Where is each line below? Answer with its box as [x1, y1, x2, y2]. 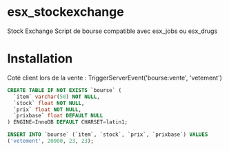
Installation [7, 51, 73, 67]
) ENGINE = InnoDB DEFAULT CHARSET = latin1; [7, 119, 128, 126]
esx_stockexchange [7, 4, 124, 20]
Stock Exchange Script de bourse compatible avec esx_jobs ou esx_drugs [7, 27, 218, 35]
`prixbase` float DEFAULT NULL [13, 113, 103, 119]
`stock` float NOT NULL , [13, 100, 85, 106]
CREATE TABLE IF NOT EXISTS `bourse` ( [7, 86, 122, 93]
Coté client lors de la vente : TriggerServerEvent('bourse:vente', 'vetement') [7, 73, 223, 82]
